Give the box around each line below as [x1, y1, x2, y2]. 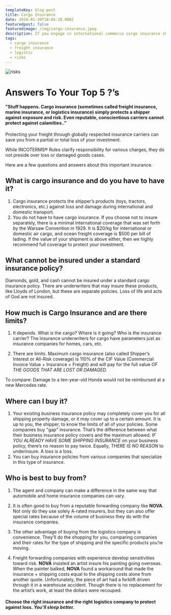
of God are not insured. [5, 294, 54, 300]
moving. [12, 545, 30, 551]
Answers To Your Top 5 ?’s [5, 87, 120, 98]
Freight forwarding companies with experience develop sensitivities [12, 554, 155, 561]
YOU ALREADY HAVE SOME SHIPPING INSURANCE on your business [12, 437, 158, 443]
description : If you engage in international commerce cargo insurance [5, 31, 160, 36]
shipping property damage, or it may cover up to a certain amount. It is [12, 416, 161, 422]
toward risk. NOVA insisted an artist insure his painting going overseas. [12, 560, 162, 566]
